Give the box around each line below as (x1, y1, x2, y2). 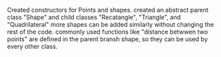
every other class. (7, 43, 58, 50)
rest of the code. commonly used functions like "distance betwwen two (7, 27, 209, 36)
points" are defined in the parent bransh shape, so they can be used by (7, 35, 208, 43)
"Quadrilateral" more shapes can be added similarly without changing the (7, 21, 214, 28)
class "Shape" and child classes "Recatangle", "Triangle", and (7, 13, 181, 21)
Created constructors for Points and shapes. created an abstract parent (7, 6, 209, 14)
